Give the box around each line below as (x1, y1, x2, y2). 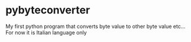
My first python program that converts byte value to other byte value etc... (5, 23, 186, 30)
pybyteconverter (5, 3, 90, 17)
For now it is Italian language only (5, 29, 87, 36)
